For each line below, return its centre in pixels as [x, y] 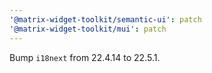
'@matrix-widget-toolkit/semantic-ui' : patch [105, 19]
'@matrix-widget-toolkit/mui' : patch [88, 29]
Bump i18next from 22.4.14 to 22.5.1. [85, 57]
